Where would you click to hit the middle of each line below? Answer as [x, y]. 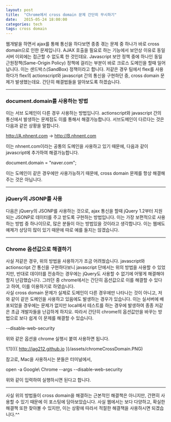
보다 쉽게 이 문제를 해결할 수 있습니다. [56, 318]
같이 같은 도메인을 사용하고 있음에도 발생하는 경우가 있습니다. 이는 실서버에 [85, 299]
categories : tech [24, 24]
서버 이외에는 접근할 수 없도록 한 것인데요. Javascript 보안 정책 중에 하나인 [79, 57]
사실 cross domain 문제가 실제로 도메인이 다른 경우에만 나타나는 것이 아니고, [81, 293]
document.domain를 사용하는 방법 [47, 101]
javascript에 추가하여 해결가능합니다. [42, 153]
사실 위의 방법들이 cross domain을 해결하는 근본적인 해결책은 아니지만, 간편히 [83, 396]
